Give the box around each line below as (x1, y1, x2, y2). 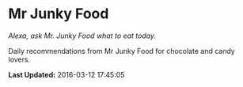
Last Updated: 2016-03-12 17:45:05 (8, 70, 125, 79)
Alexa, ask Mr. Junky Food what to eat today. (8, 31, 157, 40)
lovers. (8, 55, 30, 64)
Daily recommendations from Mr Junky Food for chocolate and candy (8, 46, 235, 55)
